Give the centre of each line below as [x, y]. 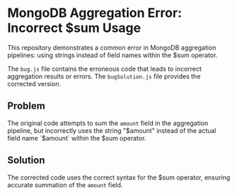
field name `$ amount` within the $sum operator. [77, 138]
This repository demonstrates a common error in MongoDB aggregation [112, 47]
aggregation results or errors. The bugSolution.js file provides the [104, 76]
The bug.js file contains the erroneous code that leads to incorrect [104, 69]
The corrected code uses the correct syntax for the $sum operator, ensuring [119, 177]
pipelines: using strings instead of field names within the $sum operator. [112, 55]
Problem [27, 106]
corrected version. [34, 83]
